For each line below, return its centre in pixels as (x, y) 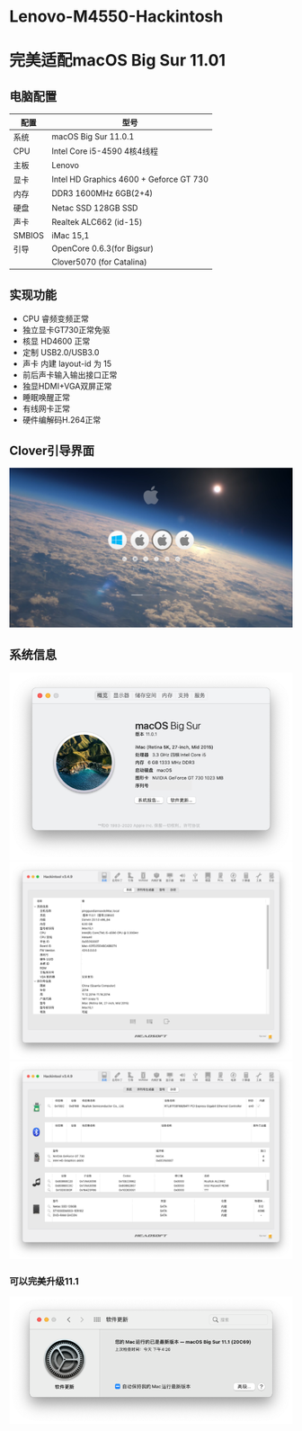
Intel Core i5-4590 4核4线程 (105, 151)
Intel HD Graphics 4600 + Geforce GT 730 (130, 179)
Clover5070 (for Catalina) (99, 262)
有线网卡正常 (46, 408)
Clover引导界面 (52, 450)
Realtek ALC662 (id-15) (97, 221)
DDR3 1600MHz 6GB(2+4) (102, 193)
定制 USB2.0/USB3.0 (61, 352)
